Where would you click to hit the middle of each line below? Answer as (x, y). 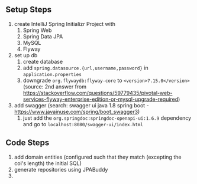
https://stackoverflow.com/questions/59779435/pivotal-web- (98, 93)
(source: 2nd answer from (55, 86)
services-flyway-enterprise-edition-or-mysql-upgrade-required (101, 99)
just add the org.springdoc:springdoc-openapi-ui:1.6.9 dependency (107, 118)
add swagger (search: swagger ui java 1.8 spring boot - (81, 105)
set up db (26, 55)
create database (43, 61)
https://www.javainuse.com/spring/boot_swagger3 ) (77, 111)
